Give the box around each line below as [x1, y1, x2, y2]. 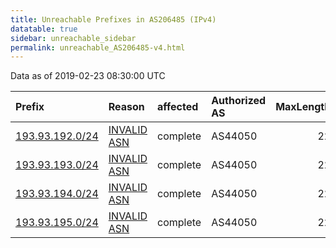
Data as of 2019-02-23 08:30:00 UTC [10, 70, 166, 82]
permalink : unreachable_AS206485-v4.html [10, 42, 186, 53]
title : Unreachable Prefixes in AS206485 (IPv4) [10, 14, 217, 25]
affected [157, 100, 199, 114]
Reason [108, 100, 145, 114]
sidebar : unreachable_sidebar [10, 33, 137, 43]
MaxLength [275, 100, 332, 114]
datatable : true [10, 24, 78, 34]
